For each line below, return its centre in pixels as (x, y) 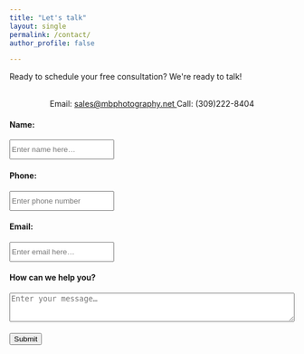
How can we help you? (53, 278)
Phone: (24, 176)
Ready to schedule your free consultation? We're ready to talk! (126, 77)
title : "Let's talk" (48, 18)
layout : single (38, 26)
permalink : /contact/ (50, 34)
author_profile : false (52, 43)
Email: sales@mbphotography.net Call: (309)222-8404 (152, 104)
